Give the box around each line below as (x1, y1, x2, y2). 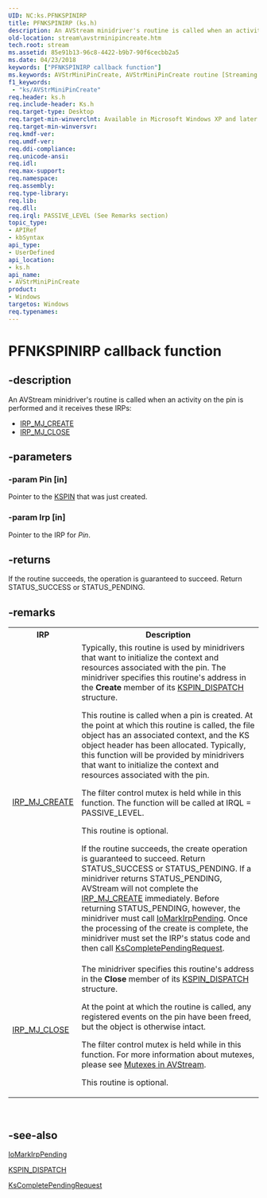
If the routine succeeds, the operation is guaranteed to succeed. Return (8, 574, 242, 583)
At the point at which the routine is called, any (81, 1001, 252, 1013)
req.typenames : (8, 307, 59, 315)
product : (8, 286, 37, 294)
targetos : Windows (8, 300, 69, 308)
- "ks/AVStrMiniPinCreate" (11, 85, 102, 94)
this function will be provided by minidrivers (81, 750, 245, 761)
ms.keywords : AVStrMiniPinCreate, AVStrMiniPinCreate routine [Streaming (8, 71, 258, 79)
